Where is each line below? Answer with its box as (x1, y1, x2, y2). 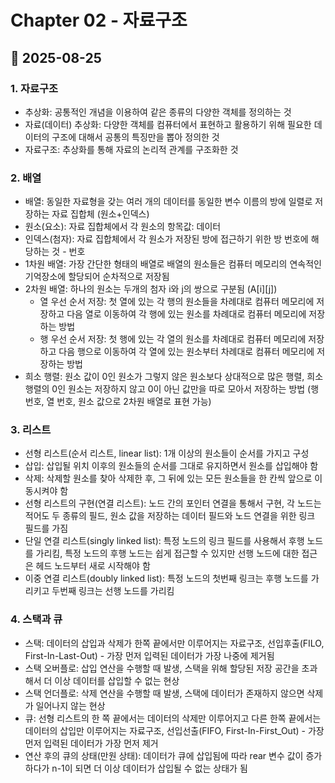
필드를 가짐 (24, 522, 69, 535)
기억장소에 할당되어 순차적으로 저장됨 (24, 271, 170, 283)
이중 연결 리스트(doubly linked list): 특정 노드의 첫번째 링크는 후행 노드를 (24, 572, 309, 585)
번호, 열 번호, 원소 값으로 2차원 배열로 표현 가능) (24, 396, 212, 408)
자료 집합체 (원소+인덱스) (51, 208, 150, 220)
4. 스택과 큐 (10, 612, 63, 626)
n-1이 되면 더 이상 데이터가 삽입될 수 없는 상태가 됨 (51, 762, 248, 774)
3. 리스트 (10, 423, 52, 437)
